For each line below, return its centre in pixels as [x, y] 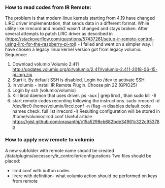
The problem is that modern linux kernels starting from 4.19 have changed [80, 18]
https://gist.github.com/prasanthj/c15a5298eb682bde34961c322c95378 [86, 122]
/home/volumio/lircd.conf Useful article [52, 117]
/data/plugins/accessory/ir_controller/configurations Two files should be [78, 156]
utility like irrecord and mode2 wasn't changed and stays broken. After [77, 29]
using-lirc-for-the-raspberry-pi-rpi [40, 44]
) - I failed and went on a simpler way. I [114, 44]
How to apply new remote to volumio [50, 140]
